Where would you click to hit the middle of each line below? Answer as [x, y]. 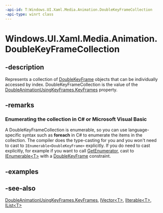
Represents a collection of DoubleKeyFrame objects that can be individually [81, 79]
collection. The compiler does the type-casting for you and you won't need [81, 141]
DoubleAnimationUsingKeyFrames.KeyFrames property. [61, 90]
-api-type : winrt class [29, 14]
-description [25, 67]
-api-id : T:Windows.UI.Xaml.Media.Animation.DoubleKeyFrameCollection [79, 10]
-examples [22, 171]
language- [139, 130]
